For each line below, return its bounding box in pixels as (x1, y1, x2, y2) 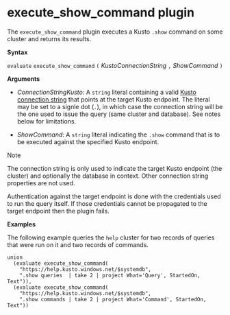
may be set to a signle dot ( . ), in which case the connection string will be (16, 102, 223, 110)
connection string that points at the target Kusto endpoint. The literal (16, 95, 210, 104)
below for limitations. (16, 117, 77, 125)
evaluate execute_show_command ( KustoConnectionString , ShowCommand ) (7, 61, 223, 69)
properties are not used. (7, 178, 75, 187)
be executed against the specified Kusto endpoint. (16, 137, 159, 145)
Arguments (7, 74, 40, 83)
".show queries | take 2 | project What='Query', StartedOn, (19, 272, 201, 279)
